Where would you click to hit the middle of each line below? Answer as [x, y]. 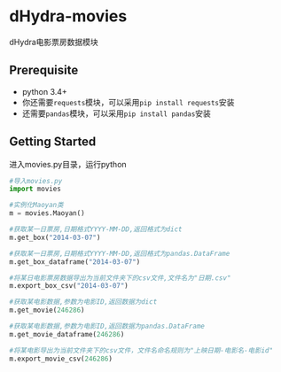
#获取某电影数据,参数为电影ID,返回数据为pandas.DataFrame [107, 326]
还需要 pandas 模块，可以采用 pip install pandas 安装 [116, 113]
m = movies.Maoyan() [47, 213]
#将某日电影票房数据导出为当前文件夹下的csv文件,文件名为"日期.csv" [120, 278]
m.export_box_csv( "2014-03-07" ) [69, 286]
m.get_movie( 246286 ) [47, 310]
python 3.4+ [45, 91]
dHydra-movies [68, 16]
